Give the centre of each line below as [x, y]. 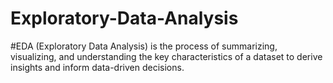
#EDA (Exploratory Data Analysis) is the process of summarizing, [144, 46]
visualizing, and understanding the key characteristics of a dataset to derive [166, 56]
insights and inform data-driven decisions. [97, 67]
